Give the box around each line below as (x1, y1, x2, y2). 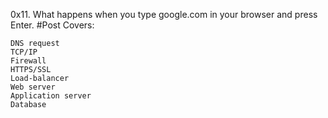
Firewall (10, 56, 47, 66)
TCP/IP (10, 47, 38, 57)
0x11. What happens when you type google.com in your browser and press (10, 9, 318, 20)
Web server (10, 82, 56, 92)
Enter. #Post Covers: (10, 19, 95, 31)
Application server (10, 91, 92, 101)
